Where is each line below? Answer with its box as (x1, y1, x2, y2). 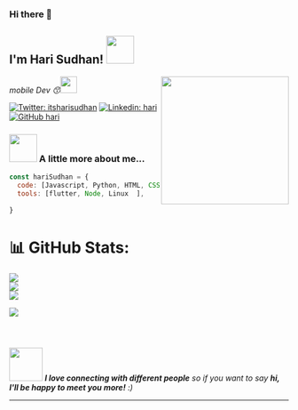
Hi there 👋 (9, 8, 53, 20)
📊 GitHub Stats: (9, 237, 130, 257)
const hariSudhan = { (9, 173, 90, 181)
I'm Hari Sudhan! (9, 52, 104, 68)
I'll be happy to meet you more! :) (9, 382, 133, 393)
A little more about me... (38, 152, 145, 165)
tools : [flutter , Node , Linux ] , (17, 189, 145, 198)
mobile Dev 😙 (9, 84, 61, 95)
